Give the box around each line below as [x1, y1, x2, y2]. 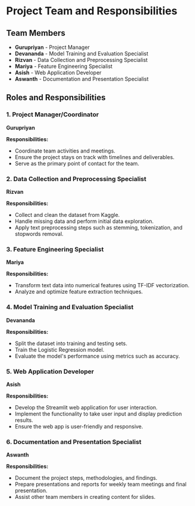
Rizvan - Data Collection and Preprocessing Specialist [14, 57, 148, 63]
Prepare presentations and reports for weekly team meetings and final [14, 481, 187, 488]
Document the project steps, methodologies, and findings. [14, 474, 158, 482]
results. [14, 416, 34, 424]
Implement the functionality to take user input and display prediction [14, 410, 183, 417]
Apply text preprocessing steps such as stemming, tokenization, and [14, 223, 183, 231]
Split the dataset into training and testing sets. [14, 340, 128, 347]
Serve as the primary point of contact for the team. [14, 160, 140, 167]
